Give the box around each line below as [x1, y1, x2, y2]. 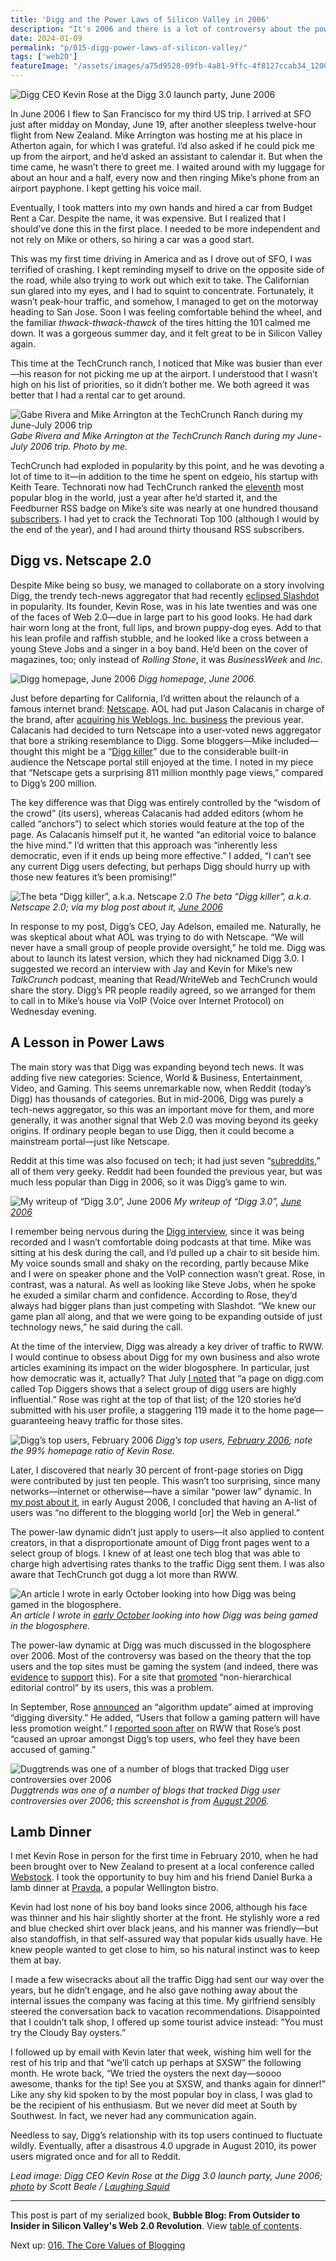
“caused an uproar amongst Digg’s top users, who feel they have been [10, 1732, 301, 1745]
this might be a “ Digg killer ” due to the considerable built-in [44, 745, 289, 757]
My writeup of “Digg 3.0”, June [173, 1195, 302, 1207]
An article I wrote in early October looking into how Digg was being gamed [10, 1609, 318, 1621]
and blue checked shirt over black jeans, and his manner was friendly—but [10, 1922, 319, 1935]
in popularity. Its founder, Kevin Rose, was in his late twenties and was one [10, 600, 318, 612]
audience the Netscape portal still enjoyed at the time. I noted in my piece [10, 756, 314, 768]
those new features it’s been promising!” [10, 871, 177, 883]
